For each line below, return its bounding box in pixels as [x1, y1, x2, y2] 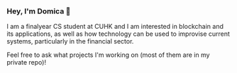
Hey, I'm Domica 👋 [6, 6, 71, 16]
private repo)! [6, 58, 47, 67]
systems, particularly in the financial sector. [6, 37, 134, 46]
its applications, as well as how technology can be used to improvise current [6, 29, 230, 38]
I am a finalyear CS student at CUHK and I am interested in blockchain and [6, 22, 224, 31]
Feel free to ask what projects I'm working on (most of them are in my [6, 51, 210, 59]
